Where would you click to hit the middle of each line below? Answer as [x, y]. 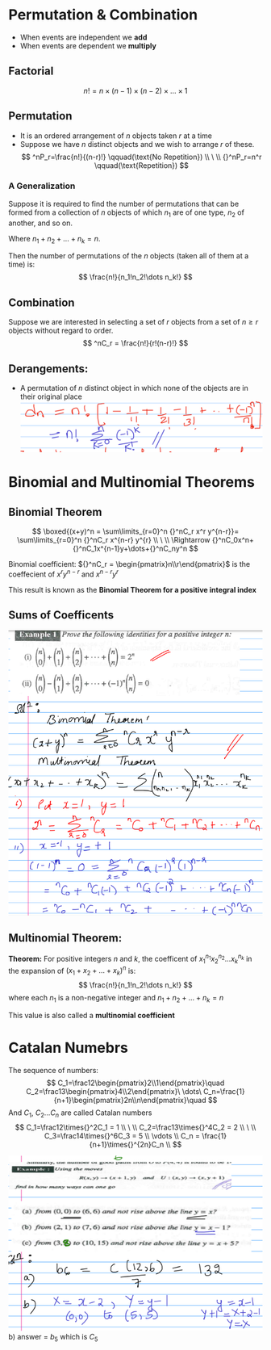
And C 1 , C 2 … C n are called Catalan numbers [80, 1113]
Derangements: [48, 369]
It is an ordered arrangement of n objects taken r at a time [116, 136]
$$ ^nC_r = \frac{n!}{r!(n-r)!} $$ [135, 343]
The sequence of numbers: [54, 1070]
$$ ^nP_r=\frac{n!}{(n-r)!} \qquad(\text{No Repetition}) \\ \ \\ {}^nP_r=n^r [142, 157]
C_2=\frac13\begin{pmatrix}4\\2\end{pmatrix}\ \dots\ [114, 1091]
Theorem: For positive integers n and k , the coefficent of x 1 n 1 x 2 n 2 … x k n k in [130, 959]
